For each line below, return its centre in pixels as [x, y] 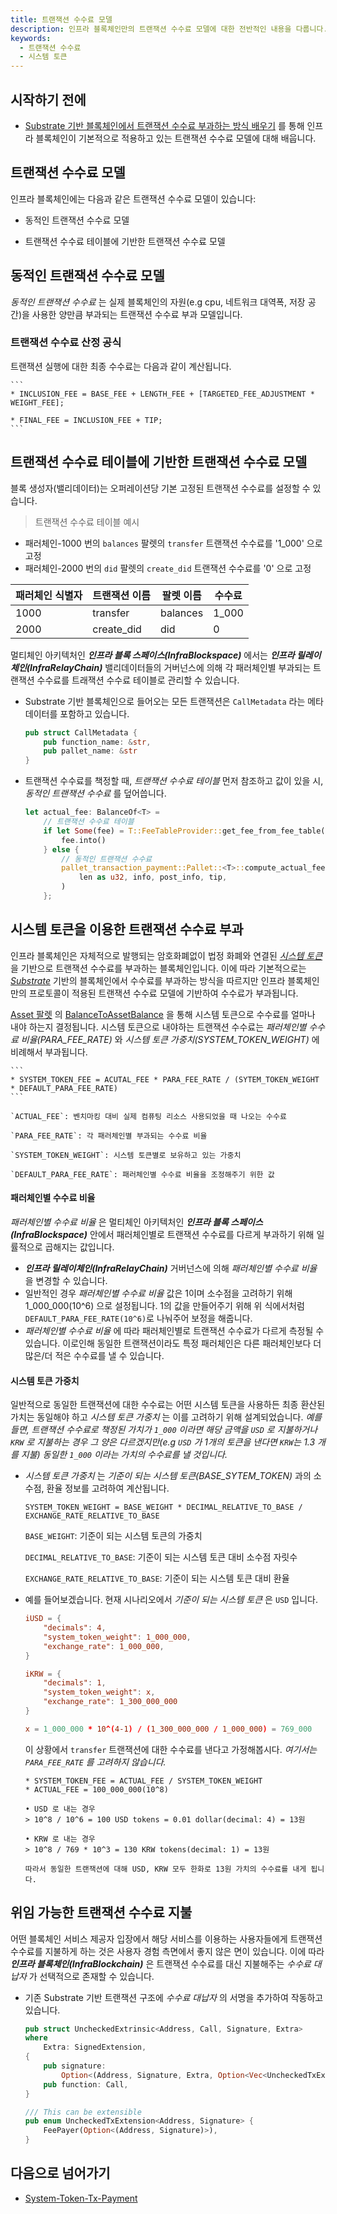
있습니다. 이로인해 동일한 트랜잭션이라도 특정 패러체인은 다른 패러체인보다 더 [173, 1343]
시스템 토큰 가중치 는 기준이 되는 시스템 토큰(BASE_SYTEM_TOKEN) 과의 [168, 1476]
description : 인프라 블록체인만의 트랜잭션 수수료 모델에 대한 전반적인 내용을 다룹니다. [169, 29]
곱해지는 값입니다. [79, 1247]
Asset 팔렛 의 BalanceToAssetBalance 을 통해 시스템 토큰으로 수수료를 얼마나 [163, 1014]
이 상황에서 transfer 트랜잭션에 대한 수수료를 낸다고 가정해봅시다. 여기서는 [171, 1749]
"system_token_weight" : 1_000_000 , [117, 1637]
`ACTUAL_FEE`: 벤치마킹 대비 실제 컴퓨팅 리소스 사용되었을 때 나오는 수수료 [148, 1116]
